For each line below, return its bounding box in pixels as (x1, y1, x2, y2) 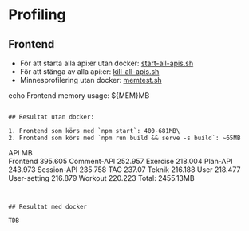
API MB (8, 148, 34, 157)
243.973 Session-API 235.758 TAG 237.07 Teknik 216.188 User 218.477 (8, 165, 241, 174)
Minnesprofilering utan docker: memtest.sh (19, 76, 162, 84)
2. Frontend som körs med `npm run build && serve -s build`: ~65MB (8, 134, 241, 142)
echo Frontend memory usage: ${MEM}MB (8, 91, 150, 100)
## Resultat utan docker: (8, 113, 94, 121)
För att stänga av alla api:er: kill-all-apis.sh (19, 67, 160, 76)
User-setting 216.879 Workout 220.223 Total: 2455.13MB (8, 174, 195, 182)
